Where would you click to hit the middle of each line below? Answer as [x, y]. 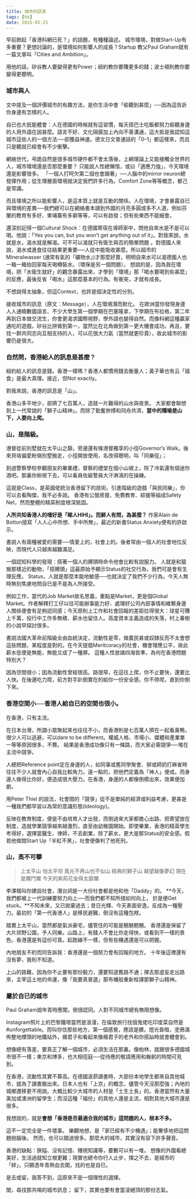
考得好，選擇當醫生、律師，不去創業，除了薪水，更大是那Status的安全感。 [95, 833]
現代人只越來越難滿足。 [49, 549]
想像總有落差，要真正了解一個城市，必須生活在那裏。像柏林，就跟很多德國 [95, 1050]
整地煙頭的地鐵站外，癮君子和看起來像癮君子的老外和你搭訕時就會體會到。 [100, 1037]
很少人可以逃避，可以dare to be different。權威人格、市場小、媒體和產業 [93, 737]
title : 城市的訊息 [26, 11]
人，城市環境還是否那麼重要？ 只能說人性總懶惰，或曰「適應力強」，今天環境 [97, 166]
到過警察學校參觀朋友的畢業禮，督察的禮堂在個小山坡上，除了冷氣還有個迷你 [98, 468]
